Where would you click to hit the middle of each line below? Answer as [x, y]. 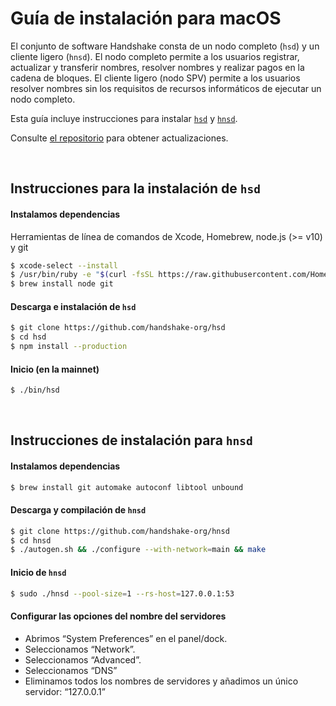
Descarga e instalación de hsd [73, 306]
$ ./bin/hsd [35, 390]
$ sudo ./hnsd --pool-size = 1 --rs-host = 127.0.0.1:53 [122, 593]
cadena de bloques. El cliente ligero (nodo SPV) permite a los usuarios [155, 78]
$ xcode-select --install [64, 265]
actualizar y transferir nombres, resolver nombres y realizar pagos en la [157, 67]
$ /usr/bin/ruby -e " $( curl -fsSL [82, 275]
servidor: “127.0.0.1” [65, 691]
